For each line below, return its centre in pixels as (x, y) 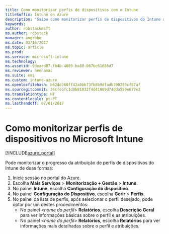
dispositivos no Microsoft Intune (74, 139)
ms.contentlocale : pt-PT (31, 99)
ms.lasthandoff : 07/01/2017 (35, 104)
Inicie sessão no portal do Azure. (47, 178)
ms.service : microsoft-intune (37, 57)
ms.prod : (14, 52)
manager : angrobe (23, 38)
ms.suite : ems (20, 75)
